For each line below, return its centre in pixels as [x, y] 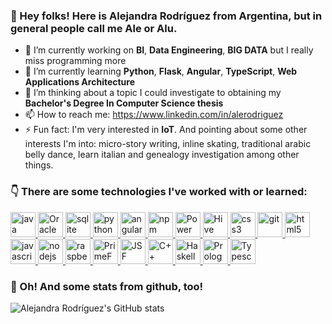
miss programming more [75, 61]
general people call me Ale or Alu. [94, 28]
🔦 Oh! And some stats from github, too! [107, 286]
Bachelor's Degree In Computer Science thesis [124, 103]
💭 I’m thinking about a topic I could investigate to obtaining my [153, 93]
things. [39, 165]
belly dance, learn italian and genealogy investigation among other [162, 155]
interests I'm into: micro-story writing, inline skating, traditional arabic [168, 144]
